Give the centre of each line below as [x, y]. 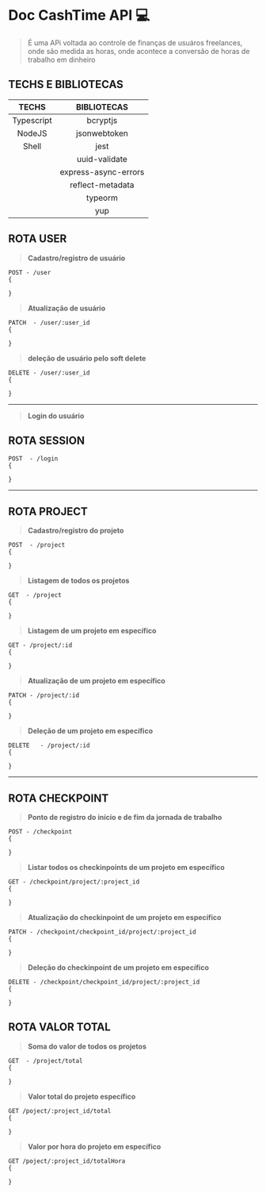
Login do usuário [56, 416]
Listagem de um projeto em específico [92, 631]
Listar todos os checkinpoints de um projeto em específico [126, 867]
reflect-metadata [102, 185]
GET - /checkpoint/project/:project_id [74, 882]
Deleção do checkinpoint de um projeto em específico [118, 968]
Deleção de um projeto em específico [90, 731]
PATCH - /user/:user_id [49, 322]
